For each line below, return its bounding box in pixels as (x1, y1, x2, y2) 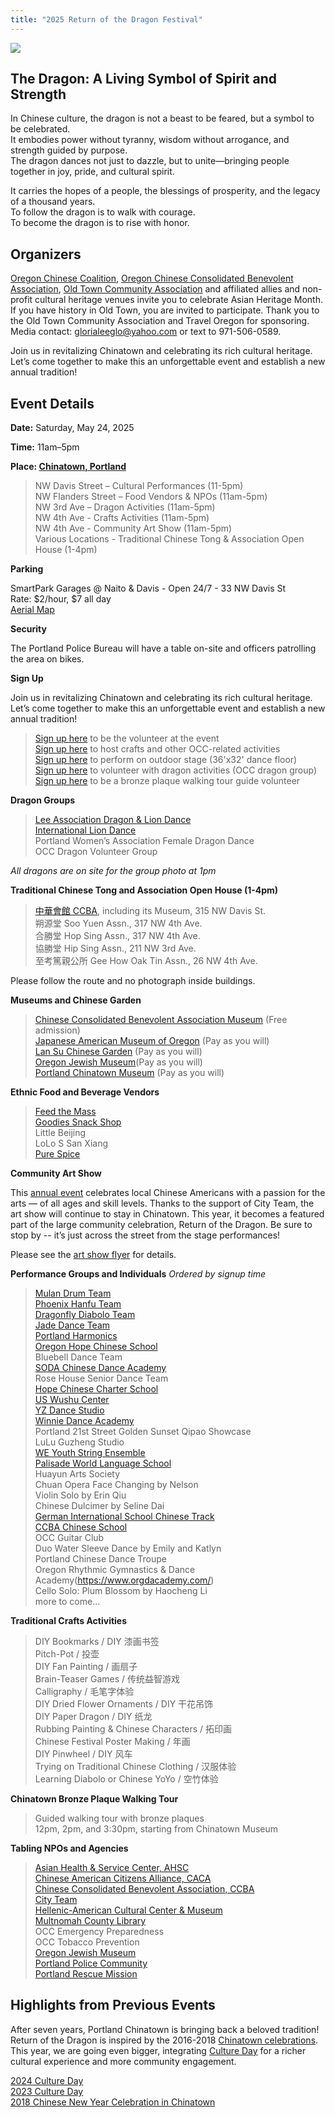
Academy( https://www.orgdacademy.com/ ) (34, 1574, 215, 1586)
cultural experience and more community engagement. (10, 2055, 237, 2067)
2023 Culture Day (10, 2085, 84, 2097)
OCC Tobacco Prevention (34, 1936, 140, 1948)
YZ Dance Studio (34, 1404, 105, 1416)
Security (10, 623, 47, 635)
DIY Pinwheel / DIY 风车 (34, 1748, 133, 1760)
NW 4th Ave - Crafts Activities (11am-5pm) (34, 512, 210, 524)
